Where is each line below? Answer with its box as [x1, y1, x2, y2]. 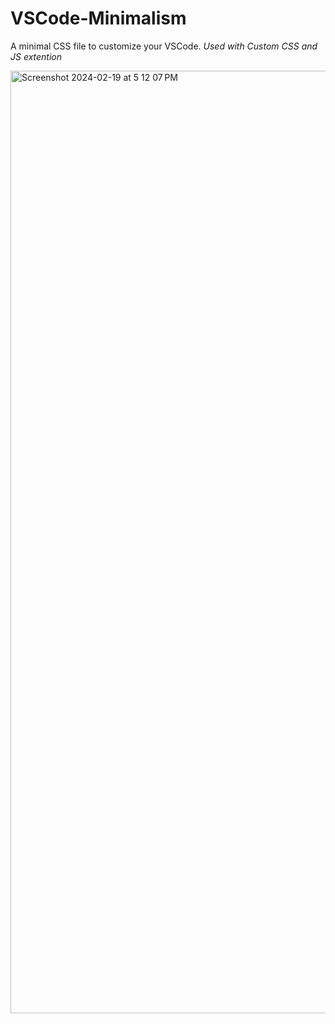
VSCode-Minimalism [10, 7, 187, 30]
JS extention [10, 50, 63, 62]
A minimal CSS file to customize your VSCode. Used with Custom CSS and [10, 40, 318, 52]
